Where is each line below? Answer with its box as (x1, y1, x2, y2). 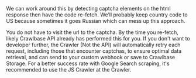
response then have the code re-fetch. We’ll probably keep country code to (6, 11, 188, 18)
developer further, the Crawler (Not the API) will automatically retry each (6, 41, 181, 48)
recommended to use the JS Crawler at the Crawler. (6, 66, 132, 73)
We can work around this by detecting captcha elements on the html (6, 5, 171, 12)
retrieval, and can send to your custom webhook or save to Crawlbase (6, 54, 176, 60)
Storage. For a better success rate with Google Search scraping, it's (6, 60, 170, 67)
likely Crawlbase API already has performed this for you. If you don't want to (6, 35, 190, 42)
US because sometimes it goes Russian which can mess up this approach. (6, 18, 185, 24)
